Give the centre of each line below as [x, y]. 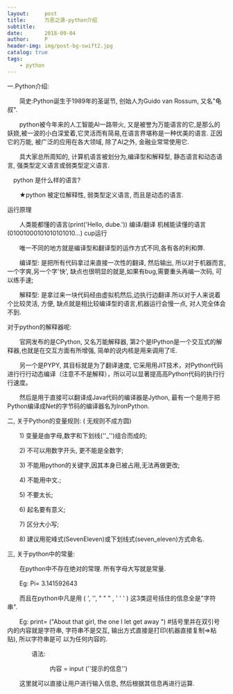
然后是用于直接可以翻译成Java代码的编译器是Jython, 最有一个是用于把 [120, 397]
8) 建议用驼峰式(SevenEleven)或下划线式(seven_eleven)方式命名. [112, 539]
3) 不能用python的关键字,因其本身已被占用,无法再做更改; [100, 465]
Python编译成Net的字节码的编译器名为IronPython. [78, 406]
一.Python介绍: [28, 86]
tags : [15, 59]
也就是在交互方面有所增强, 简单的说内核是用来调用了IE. [100, 350]
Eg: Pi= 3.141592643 [48, 583]
